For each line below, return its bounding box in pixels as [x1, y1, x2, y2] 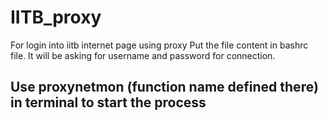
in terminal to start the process [10, 94, 207, 111]
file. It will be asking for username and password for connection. [10, 49, 276, 61]
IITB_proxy [10, 6, 102, 29]
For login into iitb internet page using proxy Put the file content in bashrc [10, 39, 309, 51]
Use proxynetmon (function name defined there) [10, 79, 319, 96]
